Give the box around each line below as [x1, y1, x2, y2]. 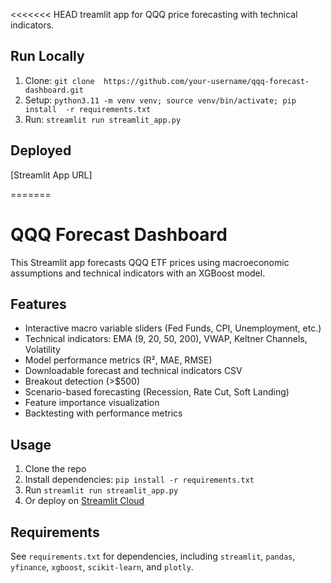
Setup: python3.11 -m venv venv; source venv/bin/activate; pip [24, 94, 297, 106]
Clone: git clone [24, 74, 95, 86]
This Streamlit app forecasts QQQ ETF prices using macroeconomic [10, 256, 290, 268]
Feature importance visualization [24, 397, 160, 409]
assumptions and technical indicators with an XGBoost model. [10, 267, 266, 279]
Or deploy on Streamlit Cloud [24, 495, 145, 507]
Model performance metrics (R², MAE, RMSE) [24, 354, 213, 366]
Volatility [24, 344, 61, 356]
